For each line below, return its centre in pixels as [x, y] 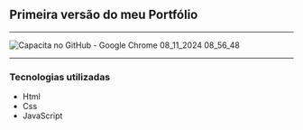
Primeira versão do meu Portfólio [104, 15]
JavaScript [42, 116]
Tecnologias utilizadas [60, 77]
